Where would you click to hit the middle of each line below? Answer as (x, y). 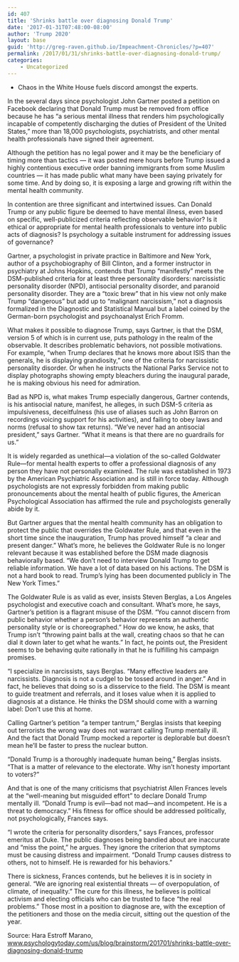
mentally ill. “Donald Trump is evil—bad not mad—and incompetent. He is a (117, 803)
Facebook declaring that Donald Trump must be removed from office (108, 108)
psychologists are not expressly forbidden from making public (98, 486)
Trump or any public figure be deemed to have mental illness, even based (115, 211)
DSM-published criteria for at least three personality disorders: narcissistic (117, 278)
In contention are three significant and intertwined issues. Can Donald (110, 204)
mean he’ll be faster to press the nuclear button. (78, 745)
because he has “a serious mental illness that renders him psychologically (116, 116)
